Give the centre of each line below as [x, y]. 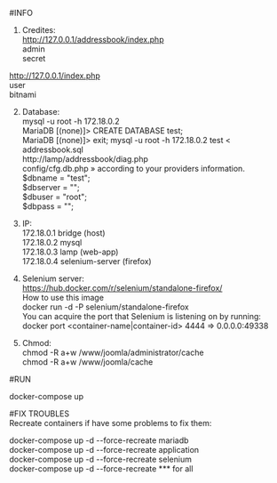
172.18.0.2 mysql [52, 242]
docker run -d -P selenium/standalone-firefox [105, 307]
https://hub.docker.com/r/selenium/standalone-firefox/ [122, 288]
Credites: [39, 30]
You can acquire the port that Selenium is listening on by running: [142, 316]
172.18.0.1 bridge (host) [63, 233]
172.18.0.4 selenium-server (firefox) [87, 261]
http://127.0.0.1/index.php [55, 76]
